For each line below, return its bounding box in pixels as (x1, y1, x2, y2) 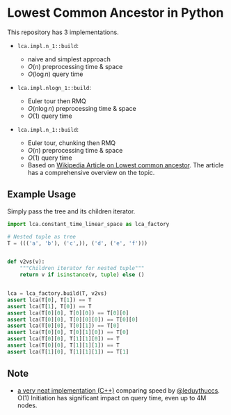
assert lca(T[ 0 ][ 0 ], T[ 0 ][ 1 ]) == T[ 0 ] (7, 322, 120, 329)
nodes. (17, 401, 38, 409)
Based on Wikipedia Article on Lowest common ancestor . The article (27, 160, 224, 169)
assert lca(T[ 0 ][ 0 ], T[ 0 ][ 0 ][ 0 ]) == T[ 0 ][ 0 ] (7, 316, 138, 323)
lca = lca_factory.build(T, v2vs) (7, 290, 108, 297)
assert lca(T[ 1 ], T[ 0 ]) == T (7, 303, 92, 310)
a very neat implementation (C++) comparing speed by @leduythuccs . (17, 386, 221, 395)
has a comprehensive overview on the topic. (27, 168, 155, 176)
